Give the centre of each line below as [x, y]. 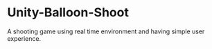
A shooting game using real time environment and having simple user [106, 31]
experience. [24, 38]
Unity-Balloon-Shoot [68, 13]
